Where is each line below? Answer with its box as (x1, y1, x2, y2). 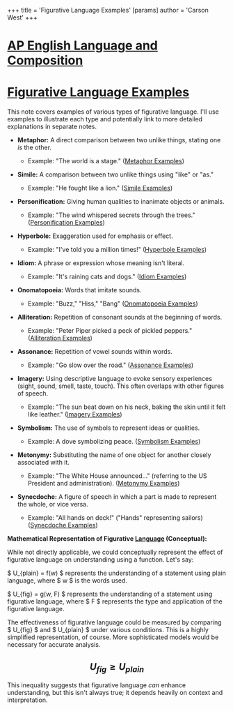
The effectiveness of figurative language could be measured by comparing (7, 618, 222, 627)
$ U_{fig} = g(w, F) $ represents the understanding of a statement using (7, 590, 213, 599)
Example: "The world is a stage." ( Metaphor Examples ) (27, 157, 184, 165)
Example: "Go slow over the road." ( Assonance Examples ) (27, 361, 194, 369)
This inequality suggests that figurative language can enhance (7, 681, 186, 689)
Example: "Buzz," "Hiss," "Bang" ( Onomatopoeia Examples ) (27, 299, 198, 308)
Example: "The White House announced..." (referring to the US (27, 472, 207, 480)
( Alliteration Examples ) (27, 334, 93, 343)
